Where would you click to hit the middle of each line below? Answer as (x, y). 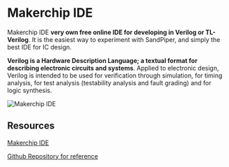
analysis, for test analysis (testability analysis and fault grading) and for (109, 82)
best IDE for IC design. (39, 47)
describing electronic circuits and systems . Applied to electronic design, (113, 68)
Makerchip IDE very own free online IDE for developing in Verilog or (106, 32)
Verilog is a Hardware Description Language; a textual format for (102, 60)
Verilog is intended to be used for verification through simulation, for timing (115, 75)
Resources (31, 126)
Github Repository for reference (53, 156)
